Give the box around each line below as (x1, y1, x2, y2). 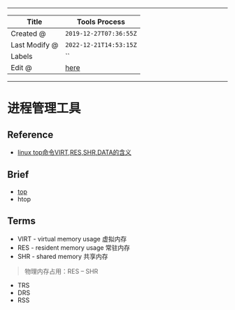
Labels (10, 52, 33, 61)
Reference (7, 129, 54, 141)
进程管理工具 (7, 101, 82, 116)
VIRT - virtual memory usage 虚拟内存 (17, 234, 127, 243)
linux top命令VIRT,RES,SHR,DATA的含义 (17, 148, 131, 156)
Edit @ (10, 63, 33, 72)
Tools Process (76, 17, 126, 27)
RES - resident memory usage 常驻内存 (17, 243, 131, 252)
